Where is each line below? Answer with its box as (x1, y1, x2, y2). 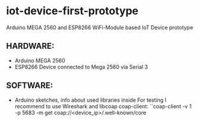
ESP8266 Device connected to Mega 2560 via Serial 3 (14, 63, 149, 70)
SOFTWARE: (6, 80, 53, 90)
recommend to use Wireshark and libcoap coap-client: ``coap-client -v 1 (14, 102, 192, 110)
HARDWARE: (6, 41, 55, 51)
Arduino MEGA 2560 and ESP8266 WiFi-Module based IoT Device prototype (6, 24, 194, 31)
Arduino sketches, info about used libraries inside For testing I (14, 96, 166, 104)
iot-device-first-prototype (6, 4, 138, 18)
